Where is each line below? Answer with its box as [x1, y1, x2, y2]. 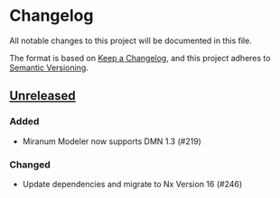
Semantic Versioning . [9, 62, 89, 73]
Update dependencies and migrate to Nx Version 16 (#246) [22, 178, 243, 189]
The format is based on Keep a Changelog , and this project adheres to [9, 52, 271, 63]
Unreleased [9, 88, 77, 103]
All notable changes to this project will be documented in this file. [9, 35, 253, 46]
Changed [9, 158, 51, 171]
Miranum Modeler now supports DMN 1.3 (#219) [22, 136, 201, 147]
